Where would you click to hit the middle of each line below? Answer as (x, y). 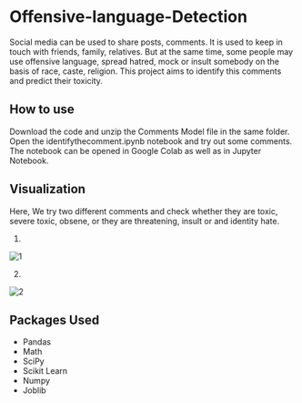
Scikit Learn (45, 371)
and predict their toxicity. (56, 80)
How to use (42, 110)
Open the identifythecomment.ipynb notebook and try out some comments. (151, 141)
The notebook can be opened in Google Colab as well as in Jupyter (136, 150)
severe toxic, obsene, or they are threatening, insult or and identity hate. (145, 221)
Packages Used (55, 320)
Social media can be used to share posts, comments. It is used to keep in (146, 42)
